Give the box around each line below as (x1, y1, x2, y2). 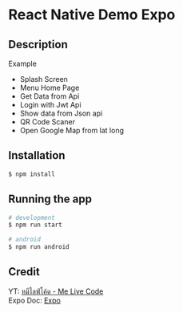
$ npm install (8, 170, 56, 178)
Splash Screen (19, 75, 68, 83)
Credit (8, 265, 40, 278)
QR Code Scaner (19, 117, 76, 126)
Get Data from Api (19, 91, 80, 101)
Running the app (8, 193, 92, 206)
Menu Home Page (19, 83, 80, 92)
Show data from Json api (19, 108, 103, 118)
